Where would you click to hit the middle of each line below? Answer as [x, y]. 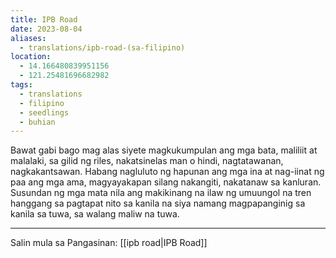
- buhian [37, 122]
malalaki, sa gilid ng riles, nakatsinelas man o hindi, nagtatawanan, [147, 161]
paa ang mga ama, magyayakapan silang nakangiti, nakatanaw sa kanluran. [166, 182]
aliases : [28, 38]
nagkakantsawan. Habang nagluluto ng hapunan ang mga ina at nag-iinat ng [167, 172]
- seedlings [44, 112]
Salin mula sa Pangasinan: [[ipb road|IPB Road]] [109, 243]
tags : [21, 85]
